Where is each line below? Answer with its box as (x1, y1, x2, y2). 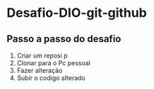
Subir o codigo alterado (16, 74, 85, 82)
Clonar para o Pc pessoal (16, 59, 91, 67)
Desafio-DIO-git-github (6, 5, 148, 21)
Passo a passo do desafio (6, 33, 122, 45)
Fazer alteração (16, 67, 63, 74)
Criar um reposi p (16, 51, 68, 60)
